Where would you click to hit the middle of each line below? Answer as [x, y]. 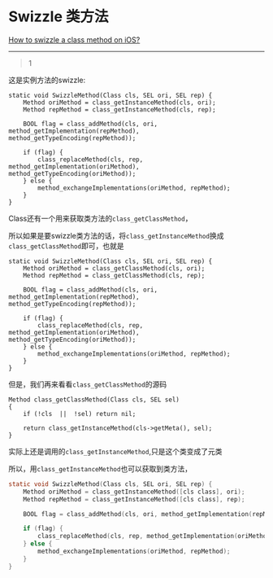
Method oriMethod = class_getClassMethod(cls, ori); [114, 268]
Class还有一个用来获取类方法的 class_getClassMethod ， [100, 218]
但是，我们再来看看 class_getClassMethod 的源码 [88, 384]
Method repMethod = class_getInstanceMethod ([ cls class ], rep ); [134, 499]
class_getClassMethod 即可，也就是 [66, 246]
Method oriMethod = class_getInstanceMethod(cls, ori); [120, 103]
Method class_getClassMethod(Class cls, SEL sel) [94, 400]
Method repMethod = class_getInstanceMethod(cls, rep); [120, 109]
